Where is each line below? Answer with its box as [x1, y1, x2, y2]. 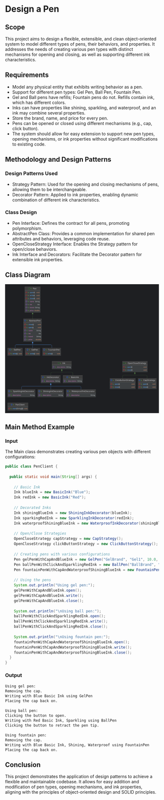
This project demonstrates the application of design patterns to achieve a [5, 774, 153, 779]
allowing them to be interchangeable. [12, 186, 87, 192]
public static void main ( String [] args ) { [9, 474, 97, 479]
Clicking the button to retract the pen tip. [5, 723, 99, 728]
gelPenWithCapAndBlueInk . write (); [14, 593, 84, 598]
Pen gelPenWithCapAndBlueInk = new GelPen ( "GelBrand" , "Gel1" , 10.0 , [14, 557, 159, 562]
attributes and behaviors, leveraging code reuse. [12, 236, 110, 242]
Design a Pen [5, 3, 60, 15]
